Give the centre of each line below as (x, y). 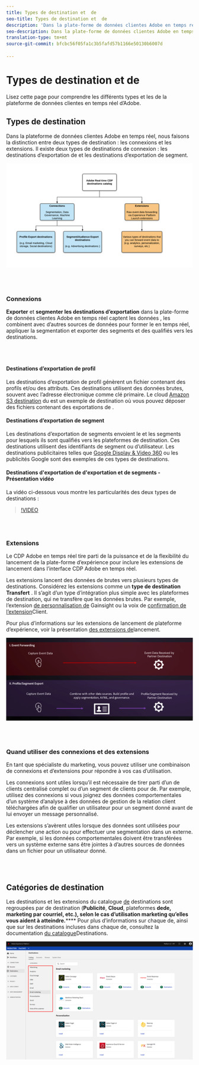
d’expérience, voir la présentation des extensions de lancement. (84, 630)
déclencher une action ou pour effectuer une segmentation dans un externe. (99, 832)
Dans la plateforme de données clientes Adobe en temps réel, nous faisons (98, 136)
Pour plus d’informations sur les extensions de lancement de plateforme (94, 623)
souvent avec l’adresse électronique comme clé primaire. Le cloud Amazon (98, 394)
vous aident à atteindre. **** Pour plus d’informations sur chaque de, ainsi (97, 921)
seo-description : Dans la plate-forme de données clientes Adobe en (92, 31)
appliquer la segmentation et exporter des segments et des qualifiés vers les (99, 331)
